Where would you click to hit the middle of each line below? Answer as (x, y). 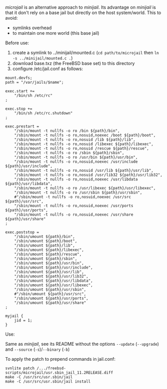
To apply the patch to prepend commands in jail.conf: (60, 359)
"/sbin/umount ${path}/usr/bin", (49, 263)
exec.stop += (19, 109)
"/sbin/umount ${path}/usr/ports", (51, 298)
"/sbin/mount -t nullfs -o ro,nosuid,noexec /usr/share (74, 215)
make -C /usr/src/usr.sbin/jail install (48, 381)
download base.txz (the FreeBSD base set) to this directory (73, 63)
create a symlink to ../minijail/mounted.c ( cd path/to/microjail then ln (86, 53)
